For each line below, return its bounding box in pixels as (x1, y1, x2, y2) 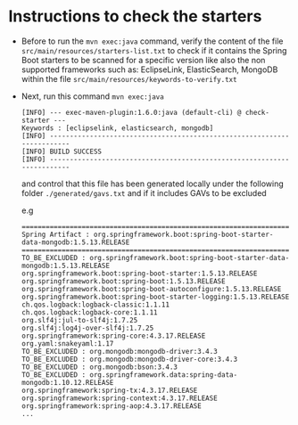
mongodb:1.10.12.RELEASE (21, 378, 114, 387)
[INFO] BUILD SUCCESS (21, 147, 102, 156)
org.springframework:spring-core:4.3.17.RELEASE (21, 331, 206, 340)
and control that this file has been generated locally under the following (21, 178, 285, 189)
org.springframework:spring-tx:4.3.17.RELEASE (21, 386, 198, 395)
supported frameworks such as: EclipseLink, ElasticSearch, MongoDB (21, 64, 278, 75)
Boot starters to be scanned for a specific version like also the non (21, 54, 266, 65)
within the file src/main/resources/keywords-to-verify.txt (21, 73, 237, 84)
